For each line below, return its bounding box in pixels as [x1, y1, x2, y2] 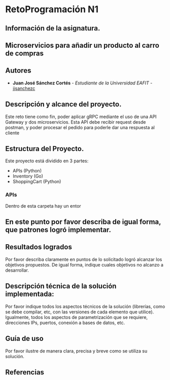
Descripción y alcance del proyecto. [5, 100, 122, 109]
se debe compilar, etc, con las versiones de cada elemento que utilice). [5, 309, 154, 315]
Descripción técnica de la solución [5, 282, 117, 290]
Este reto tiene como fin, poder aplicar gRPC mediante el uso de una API [5, 113, 157, 120]
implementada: [5, 290, 54, 299]
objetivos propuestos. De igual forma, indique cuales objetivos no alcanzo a [5, 261, 164, 268]
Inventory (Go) [12, 173, 43, 179]
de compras [5, 49, 44, 57]
